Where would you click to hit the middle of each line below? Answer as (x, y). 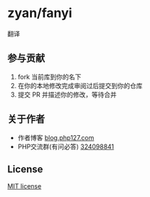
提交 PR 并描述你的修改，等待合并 (67, 95)
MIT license (25, 186)
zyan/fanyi (40, 13)
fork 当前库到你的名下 (49, 77)
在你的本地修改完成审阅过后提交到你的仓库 (80, 85)
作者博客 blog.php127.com (56, 137)
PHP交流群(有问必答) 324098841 (66, 147)
